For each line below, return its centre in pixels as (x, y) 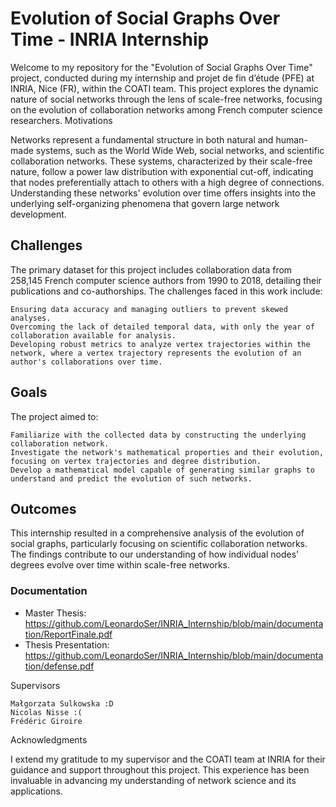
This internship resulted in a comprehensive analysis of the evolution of (157, 533)
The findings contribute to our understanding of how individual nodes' (155, 554)
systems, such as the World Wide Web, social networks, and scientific (180, 150)
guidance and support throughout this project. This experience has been (160, 769)
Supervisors (35, 685)
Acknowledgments (49, 739)
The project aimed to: (54, 416)
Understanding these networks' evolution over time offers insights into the (163, 193)
